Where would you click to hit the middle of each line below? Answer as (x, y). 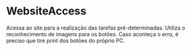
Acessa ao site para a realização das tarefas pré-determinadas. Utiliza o (96, 28)
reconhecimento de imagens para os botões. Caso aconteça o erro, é (92, 34)
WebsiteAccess (46, 11)
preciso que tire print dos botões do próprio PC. (66, 40)
